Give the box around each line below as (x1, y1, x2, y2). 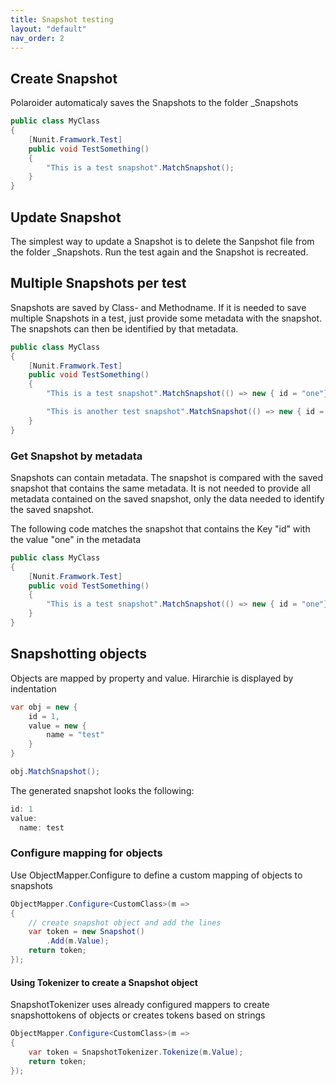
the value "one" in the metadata (10, 533, 142, 545)
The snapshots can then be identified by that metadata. (10, 322, 239, 335)
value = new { (28, 721, 87, 731)
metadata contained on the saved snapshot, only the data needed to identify (10, 492, 325, 505)
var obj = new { (10, 702, 78, 712)
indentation (10, 682, 57, 695)
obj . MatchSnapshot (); (10, 767, 101, 777)
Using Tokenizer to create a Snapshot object (10, 976, 198, 988)
